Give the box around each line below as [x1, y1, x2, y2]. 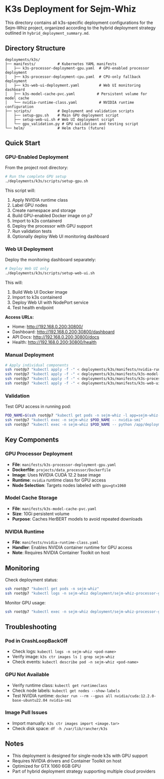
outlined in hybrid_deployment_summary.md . [5, 30, 90, 36]
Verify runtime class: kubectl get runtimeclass [12, 682, 107, 688]
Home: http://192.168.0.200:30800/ [12, 324, 83, 330]
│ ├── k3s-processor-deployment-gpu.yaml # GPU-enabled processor [5, 66, 150, 70]
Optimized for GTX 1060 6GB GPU [12, 763, 81, 769]
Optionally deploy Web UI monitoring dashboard [12, 233, 109, 239]
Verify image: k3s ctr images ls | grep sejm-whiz [12, 654, 115, 660]
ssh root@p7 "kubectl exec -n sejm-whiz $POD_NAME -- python [5, 422, 132, 427]
